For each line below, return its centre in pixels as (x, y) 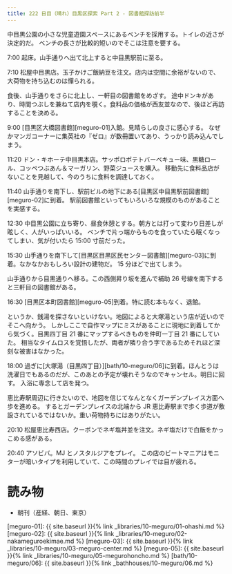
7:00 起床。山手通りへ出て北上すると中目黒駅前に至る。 (87, 57)
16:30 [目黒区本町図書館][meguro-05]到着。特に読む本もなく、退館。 (106, 302)
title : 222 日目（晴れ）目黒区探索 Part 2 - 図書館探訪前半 (86, 13)
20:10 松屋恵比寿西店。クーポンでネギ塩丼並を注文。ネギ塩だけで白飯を (109, 430)
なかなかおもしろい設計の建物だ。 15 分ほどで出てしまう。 (102, 264)
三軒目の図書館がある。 (46, 287)
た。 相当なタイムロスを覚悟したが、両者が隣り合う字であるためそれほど (111, 342)
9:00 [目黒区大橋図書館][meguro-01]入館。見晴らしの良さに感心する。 (107, 127)
